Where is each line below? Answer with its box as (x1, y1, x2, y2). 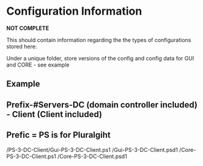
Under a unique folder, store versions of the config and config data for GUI (6, 54, 194, 62)
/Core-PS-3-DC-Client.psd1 (57, 153, 127, 160)
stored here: (6, 43, 37, 50)
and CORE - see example (6, 61, 70, 68)
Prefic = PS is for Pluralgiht (6, 130, 111, 140)
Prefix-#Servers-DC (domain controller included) (6, 99, 197, 110)
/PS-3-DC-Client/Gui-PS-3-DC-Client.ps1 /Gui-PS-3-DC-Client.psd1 (6, 146, 179, 153)
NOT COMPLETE (6, 24, 50, 32)
